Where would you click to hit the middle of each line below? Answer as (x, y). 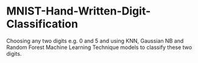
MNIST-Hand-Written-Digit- (79, 11)
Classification (42, 24)
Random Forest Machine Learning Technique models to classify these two (99, 47)
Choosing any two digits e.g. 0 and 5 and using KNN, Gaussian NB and (95, 41)
